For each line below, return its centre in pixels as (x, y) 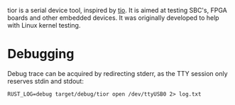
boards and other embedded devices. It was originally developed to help (113, 18)
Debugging (41, 54)
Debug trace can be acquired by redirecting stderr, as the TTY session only (118, 73)
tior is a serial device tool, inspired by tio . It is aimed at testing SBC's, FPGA (117, 10)
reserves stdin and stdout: (45, 81)
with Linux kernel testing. (44, 25)
